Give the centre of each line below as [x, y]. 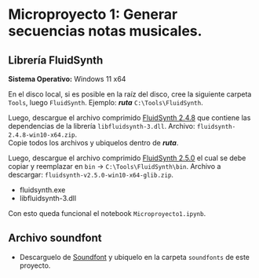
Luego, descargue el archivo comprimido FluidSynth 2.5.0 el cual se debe [127, 158]
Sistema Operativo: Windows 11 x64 [67, 79]
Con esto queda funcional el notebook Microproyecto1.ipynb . [107, 213]
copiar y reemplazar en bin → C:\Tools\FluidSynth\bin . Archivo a [115, 166]
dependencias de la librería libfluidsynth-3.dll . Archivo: [102, 126]
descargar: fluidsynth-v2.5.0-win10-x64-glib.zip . [91, 175]
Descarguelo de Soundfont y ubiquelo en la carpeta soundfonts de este [134, 257]
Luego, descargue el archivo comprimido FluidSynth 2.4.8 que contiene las [129, 118]
